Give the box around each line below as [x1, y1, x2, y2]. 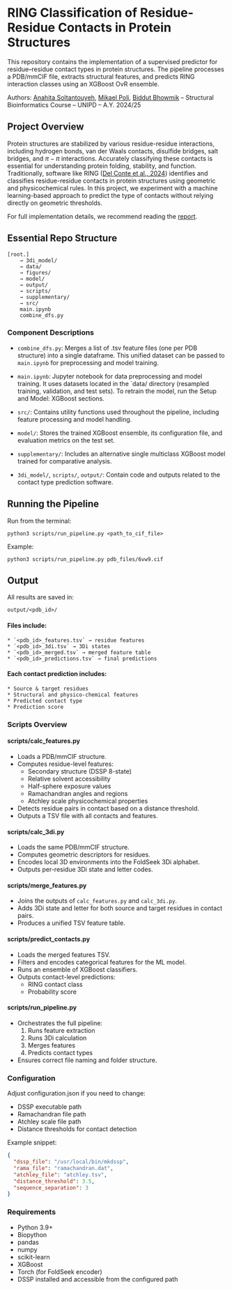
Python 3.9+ [17, 1223, 54, 1231]
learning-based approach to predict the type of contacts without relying [7, 191, 214, 199]
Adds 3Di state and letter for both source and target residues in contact [17, 904, 223, 912]
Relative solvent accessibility [27, 775, 111, 783]
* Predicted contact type [7, 697, 82, 705]
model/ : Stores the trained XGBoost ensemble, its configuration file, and [17, 429, 223, 437]
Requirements [7, 1207, 56, 1217]
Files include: [7, 622, 47, 630]
